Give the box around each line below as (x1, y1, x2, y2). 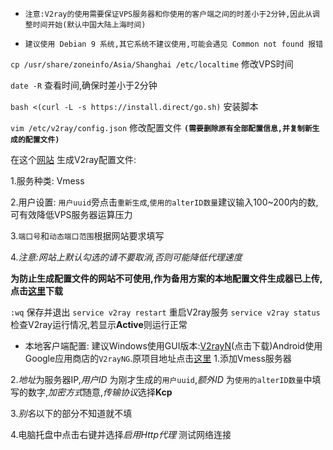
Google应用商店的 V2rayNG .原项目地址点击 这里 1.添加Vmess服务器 (24, 353, 292, 364)
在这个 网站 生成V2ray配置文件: (10, 154, 137, 165)
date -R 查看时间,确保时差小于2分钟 (10, 79, 158, 91)
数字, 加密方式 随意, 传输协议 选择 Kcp (27, 386, 173, 398)
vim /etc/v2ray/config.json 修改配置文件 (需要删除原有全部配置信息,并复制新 (10, 122, 313, 133)
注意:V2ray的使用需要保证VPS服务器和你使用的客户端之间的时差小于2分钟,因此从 (24, 9, 313, 19)
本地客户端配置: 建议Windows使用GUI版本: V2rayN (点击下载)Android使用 (24, 340, 323, 352)
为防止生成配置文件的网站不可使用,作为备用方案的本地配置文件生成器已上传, (10, 273, 323, 284)
